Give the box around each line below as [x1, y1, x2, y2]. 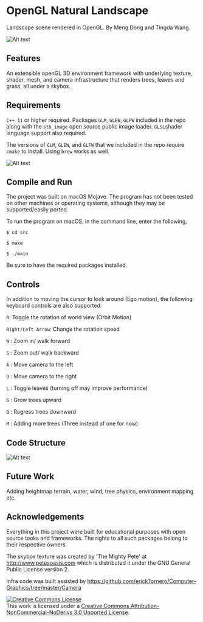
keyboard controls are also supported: [6, 302, 102, 309]
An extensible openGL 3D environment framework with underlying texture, [6, 69, 193, 77]
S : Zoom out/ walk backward [6, 349, 79, 356]
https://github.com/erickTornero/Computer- [87, 577, 197, 585]
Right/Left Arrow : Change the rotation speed [6, 325, 120, 333]
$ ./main [6, 251, 29, 257]
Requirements [6, 100, 61, 110]
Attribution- [130, 602, 160, 609]
